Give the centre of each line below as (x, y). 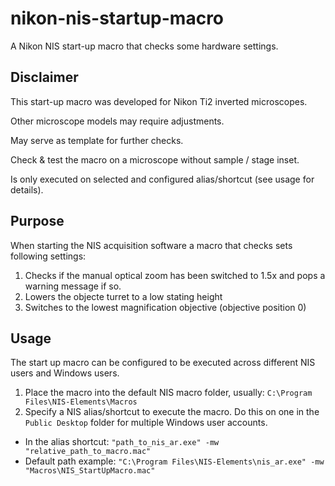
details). (27, 189)
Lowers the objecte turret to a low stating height (123, 296)
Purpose (37, 221)
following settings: (48, 256)
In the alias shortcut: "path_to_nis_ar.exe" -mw (122, 442)
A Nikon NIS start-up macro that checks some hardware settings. (144, 46)
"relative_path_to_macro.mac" (88, 452)
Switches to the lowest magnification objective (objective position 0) (165, 307)
